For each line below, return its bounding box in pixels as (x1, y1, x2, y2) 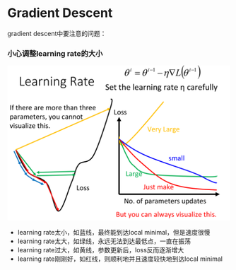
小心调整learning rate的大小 (7, 48, 103, 58)
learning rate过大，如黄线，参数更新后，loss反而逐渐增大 (17, 245, 184, 254)
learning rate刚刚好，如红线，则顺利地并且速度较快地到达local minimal (17, 254, 223, 263)
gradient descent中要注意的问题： (7, 29, 107, 37)
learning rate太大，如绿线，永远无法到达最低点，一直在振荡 (17, 237, 191, 245)
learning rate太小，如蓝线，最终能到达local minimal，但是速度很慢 (17, 228, 211, 236)
